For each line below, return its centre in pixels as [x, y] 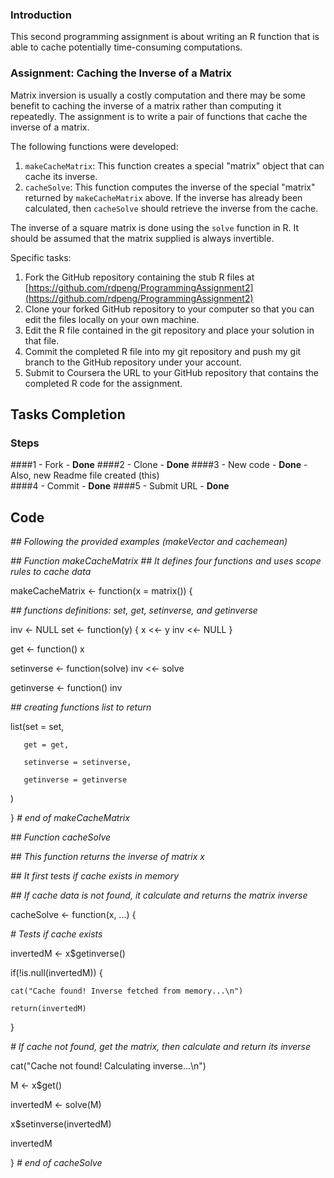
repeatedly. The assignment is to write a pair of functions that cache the [159, 116]
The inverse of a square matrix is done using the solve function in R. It [155, 227]
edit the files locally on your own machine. [112, 319]
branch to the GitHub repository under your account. [133, 362]
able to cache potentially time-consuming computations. [126, 47]
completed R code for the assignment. [103, 383]
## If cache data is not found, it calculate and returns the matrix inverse [159, 895]
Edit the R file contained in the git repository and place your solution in [169, 330]
